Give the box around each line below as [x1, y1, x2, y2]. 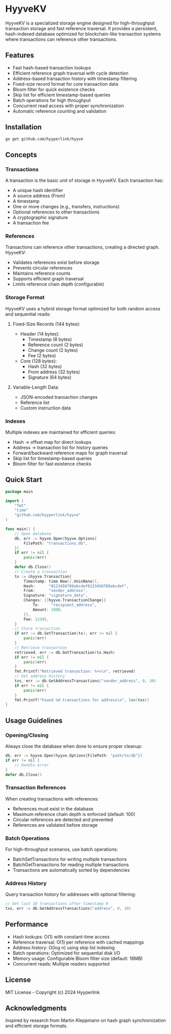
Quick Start [5, 475, 42, 484]
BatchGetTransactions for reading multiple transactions [12, 861, 129, 868]
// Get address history [14, 674, 65, 679]
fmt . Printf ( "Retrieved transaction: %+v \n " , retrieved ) [14, 669, 136, 674]
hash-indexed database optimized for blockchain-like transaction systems [5, 31, 161, 37]
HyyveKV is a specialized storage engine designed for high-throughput [5, 20, 155, 26]
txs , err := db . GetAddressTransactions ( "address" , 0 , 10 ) [5, 906, 131, 911]
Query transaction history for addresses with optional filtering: [5, 892, 136, 898]
